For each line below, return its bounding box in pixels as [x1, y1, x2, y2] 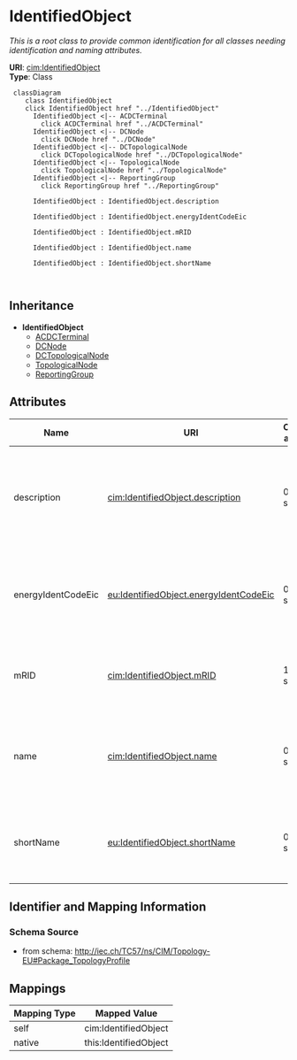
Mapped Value [95, 1007, 158, 1019]
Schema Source [9, 926, 80, 938]
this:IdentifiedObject [84, 1037, 169, 1049]
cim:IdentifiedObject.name [107, 749, 217, 762]
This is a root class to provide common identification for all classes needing [9, 35, 286, 46]
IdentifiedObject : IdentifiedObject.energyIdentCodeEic [32, 212, 247, 221]
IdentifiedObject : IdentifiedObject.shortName [32, 258, 212, 267]
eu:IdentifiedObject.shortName [107, 836, 236, 849]
